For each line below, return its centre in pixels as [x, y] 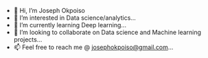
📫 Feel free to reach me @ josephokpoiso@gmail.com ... [93, 47]
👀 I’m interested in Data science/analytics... [74, 18]
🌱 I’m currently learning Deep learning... [70, 25]
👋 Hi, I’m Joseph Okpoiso [49, 11]
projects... [28, 40]
